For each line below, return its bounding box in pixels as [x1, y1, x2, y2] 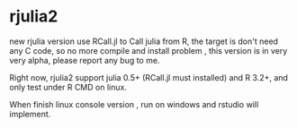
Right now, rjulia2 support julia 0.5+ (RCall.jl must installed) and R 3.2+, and [9, 72, 288, 82]
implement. [9, 108, 51, 119]
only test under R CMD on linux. [9, 81, 128, 92]
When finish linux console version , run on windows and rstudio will [9, 98, 259, 109]
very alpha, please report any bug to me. [9, 55, 160, 65]
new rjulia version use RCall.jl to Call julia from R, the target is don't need [9, 36, 279, 47]
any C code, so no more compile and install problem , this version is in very [9, 45, 288, 55]
